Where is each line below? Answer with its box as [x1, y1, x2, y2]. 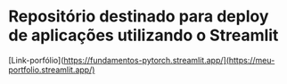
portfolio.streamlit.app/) [8, 64, 95, 75]
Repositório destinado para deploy [8, 6, 269, 27]
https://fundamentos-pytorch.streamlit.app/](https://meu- [63, 55, 275, 65]
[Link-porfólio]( [8, 55, 64, 65]
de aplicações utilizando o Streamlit [8, 25, 279, 46]
